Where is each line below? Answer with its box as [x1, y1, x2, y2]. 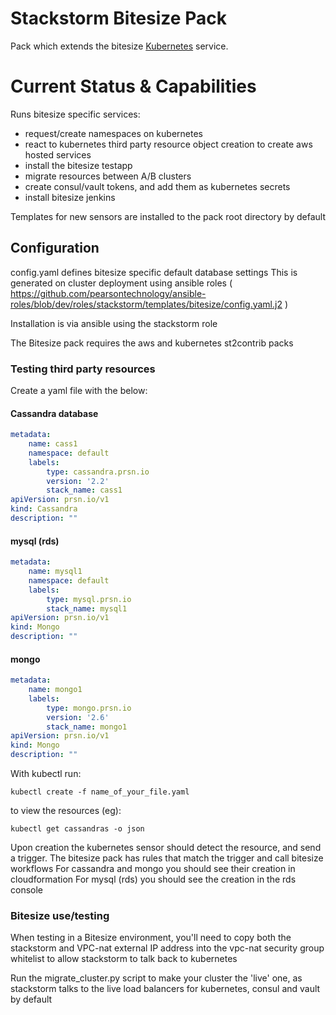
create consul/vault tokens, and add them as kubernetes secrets [24, 180, 291, 192]
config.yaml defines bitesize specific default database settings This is [10, 266, 298, 278]
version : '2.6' [46, 712, 110, 722]
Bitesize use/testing [10, 909, 110, 923]
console [10, 884, 44, 896]
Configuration [10, 240, 100, 257]
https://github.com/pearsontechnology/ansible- [10, 287, 207, 299]
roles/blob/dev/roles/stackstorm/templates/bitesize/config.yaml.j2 [10, 298, 283, 310]
